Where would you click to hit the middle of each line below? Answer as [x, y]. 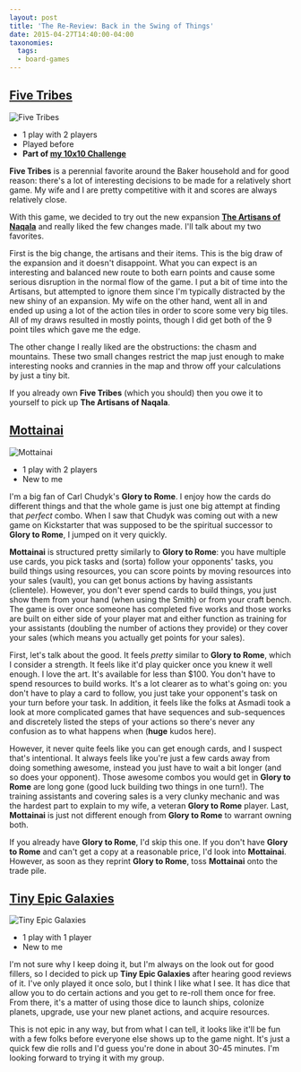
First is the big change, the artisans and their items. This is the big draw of [146, 253]
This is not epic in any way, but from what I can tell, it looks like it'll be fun [145, 1029]
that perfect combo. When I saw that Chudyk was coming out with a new [144, 515]
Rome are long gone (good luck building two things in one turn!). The [137, 786]
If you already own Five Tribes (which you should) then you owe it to [136, 393]
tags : [28, 51]
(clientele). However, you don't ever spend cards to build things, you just [143, 590]
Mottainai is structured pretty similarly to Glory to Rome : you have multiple [148, 551]
